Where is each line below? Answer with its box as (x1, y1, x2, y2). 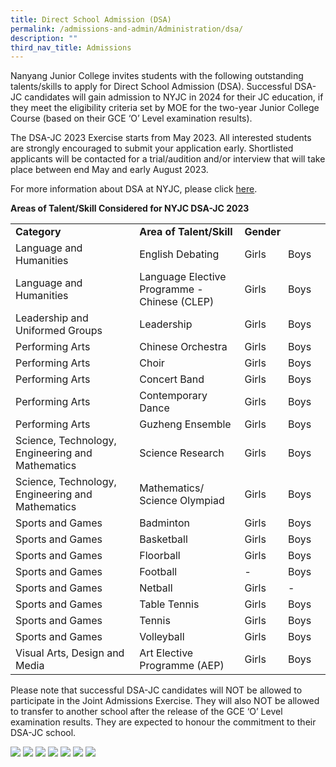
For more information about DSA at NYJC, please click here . (10, 183, 258, 195)
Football (139, 565, 178, 579)
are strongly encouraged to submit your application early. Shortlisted (10, 142, 294, 155)
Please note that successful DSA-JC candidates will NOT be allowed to (10, 684, 303, 696)
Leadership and (15, 311, 89, 325)
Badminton (139, 516, 190, 530)
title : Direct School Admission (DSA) (10, 14, 172, 25)
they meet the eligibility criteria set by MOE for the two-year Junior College (10, 102, 320, 114)
